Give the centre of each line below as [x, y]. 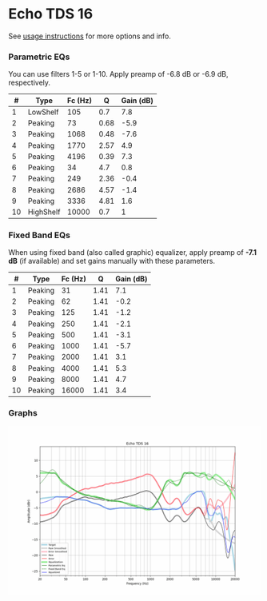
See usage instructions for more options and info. [90, 36]
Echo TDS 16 [51, 14]
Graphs [23, 413]
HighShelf [44, 212]
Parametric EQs [39, 57]
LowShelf [43, 112]
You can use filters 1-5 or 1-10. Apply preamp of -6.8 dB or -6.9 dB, [118, 74]
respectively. [29, 83]
